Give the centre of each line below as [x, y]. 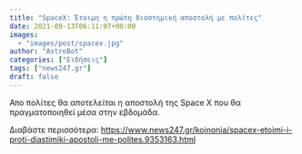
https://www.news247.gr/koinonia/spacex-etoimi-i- [196, 130]
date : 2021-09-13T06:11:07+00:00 [73, 26]
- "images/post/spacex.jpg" [71, 43]
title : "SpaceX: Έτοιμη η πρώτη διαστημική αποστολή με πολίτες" [136, 18]
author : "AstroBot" [46, 52]
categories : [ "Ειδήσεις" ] [58, 60]
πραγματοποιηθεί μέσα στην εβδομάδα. [85, 112]
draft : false [34, 77]
